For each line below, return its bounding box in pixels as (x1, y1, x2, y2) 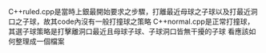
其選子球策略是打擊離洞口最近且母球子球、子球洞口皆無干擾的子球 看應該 (8, 27, 249, 36)
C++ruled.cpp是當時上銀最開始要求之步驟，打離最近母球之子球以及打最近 (8, 7, 251, 16)
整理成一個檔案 (14, 36, 65, 46)
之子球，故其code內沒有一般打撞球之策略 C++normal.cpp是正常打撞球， (14, 17, 255, 26)
